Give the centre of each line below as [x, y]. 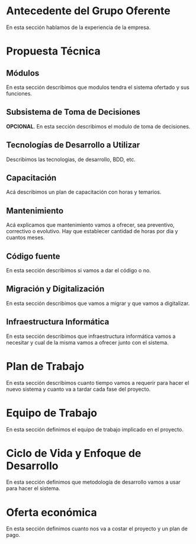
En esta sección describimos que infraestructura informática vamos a [91, 336]
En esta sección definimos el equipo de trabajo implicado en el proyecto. [95, 429]
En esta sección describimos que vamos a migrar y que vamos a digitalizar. [98, 303]
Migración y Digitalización [55, 289]
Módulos [23, 73]
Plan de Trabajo [45, 366]
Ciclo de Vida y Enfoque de [74, 453]
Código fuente [33, 256]
